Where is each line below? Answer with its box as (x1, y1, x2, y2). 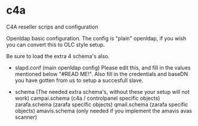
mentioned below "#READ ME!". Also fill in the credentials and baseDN (14, 70, 188, 77)
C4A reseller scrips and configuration (6, 23, 98, 30)
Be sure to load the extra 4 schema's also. (6, 52, 110, 59)
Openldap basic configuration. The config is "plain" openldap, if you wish (6, 34, 187, 42)
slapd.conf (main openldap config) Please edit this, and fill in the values (14, 64, 191, 71)
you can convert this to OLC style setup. (6, 41, 106, 48)
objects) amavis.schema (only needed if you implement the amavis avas (14, 107, 193, 114)
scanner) (14, 114, 38, 121)
